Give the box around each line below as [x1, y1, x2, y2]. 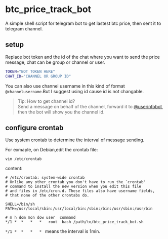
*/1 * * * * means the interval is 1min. [5, 228, 100, 234]
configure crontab [5, 123, 64, 132]
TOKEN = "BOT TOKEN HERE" [5, 69, 56, 74]
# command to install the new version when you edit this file [5, 184, 142, 189]
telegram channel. [5, 25, 43, 31]
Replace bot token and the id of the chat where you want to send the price [5, 54, 160, 60]
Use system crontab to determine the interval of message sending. [5, 137, 145, 143]
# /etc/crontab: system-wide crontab [5, 175, 85, 180]
